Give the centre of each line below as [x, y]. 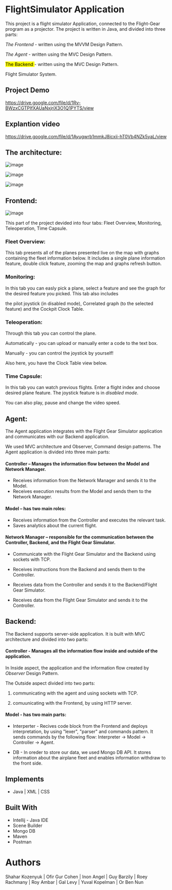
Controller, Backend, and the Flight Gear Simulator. [60, 542]
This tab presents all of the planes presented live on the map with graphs [82, 253]
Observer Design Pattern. [32, 673]
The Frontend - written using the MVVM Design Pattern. [64, 44]
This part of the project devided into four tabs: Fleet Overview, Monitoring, [84, 223]
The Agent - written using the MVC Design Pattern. [59, 54]
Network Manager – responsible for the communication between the [80, 537]
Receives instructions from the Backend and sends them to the [79, 569]
